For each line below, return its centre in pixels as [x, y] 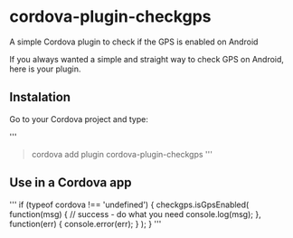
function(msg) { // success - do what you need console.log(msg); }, [135, 214]
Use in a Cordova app [71, 183]
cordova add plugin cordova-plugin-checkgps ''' [122, 154]
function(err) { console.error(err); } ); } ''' [85, 224]
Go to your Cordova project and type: [79, 119]
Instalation [40, 97]
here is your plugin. [45, 69]
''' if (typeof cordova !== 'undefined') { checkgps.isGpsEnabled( [129, 205]
